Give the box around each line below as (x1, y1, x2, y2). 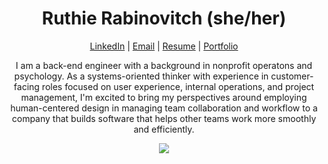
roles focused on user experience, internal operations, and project (41, 80, 315, 92)
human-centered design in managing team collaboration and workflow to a (10, 102, 318, 114)
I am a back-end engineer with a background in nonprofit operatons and (15, 59, 313, 71)
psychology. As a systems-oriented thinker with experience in (14, 70, 269, 82)
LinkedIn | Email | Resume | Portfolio (89, 40, 239, 52)
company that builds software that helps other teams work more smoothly (11, 112, 317, 124)
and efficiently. (133, 123, 195, 135)
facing (13, 80, 40, 92)
